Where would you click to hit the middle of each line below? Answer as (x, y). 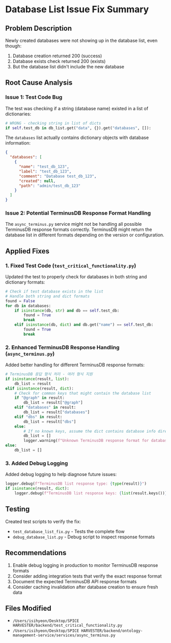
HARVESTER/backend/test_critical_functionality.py (67, 626)
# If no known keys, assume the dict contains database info (90, 431)
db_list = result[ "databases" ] (57, 412)
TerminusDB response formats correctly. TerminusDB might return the (79, 230)
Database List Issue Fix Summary (77, 9)
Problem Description (39, 28)
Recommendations (36, 553)
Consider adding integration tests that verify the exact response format (87, 576)
